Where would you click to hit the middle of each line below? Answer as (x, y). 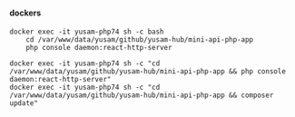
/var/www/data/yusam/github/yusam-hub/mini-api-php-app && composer (142, 95)
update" (24, 103)
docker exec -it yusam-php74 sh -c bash (87, 32)
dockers (25, 13)
